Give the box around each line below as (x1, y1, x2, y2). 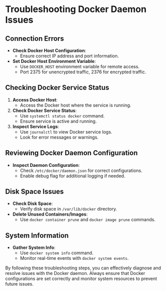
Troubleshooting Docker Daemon (5, 4, 147, 15)
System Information (5, 231, 69, 240)
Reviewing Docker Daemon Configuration (5, 149, 138, 157)
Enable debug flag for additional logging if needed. (20, 172, 126, 179)
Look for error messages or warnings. (20, 134, 99, 140)
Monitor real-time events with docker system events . (20, 255, 129, 261)
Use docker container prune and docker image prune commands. (20, 217, 156, 223)
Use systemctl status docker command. (20, 113, 105, 119)
